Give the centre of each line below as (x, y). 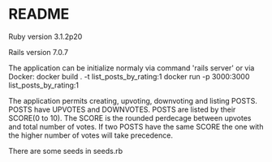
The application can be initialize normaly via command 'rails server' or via (132, 68)
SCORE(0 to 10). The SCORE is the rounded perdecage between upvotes (130, 117)
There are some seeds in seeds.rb (66, 151)
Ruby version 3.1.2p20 (45, 36)
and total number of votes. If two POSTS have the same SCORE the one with (136, 126)
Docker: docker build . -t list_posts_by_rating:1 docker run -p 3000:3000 (129, 76)
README (39, 14)
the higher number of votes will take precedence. (91, 135)
